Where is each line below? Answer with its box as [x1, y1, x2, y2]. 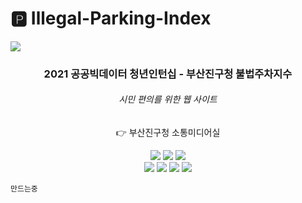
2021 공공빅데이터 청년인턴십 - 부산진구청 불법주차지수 [43, 67, 293, 81]
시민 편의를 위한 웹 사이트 [118, 93, 218, 106]
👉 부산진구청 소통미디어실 [115, 127, 221, 139]
